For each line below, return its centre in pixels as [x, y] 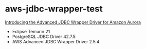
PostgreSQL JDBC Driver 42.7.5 [44, 37]
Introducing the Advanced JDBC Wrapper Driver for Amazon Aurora [73, 22]
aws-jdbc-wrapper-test [54, 9]
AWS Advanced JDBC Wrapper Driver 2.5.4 [56, 41]
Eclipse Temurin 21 [31, 31]
